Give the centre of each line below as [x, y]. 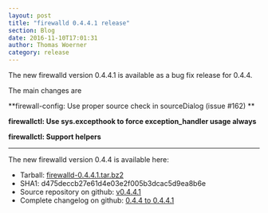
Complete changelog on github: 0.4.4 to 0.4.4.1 [97, 200]
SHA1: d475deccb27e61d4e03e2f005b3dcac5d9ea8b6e [113, 183]
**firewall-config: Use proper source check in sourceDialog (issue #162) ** [132, 106]
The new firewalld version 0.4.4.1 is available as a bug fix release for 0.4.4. [130, 75]
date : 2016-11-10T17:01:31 [53, 38]
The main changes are [45, 91]
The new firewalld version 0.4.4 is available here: [89, 159]
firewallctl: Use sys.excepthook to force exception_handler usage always [132, 121]
